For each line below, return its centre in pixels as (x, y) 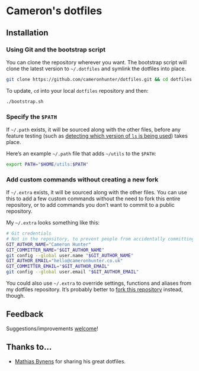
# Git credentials (29, 234)
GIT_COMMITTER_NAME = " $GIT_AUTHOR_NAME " (55, 250)
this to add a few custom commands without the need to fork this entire (93, 198)
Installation (27, 33)
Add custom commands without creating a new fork (82, 180)
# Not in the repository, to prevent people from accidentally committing (100, 239)
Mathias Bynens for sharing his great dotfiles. (70, 361)
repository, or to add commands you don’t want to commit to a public (90, 205)
